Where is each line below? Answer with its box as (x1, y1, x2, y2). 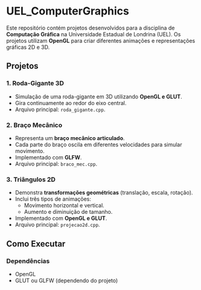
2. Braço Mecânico (6, 121, 62, 129)
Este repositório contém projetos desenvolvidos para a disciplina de (6, 24, 175, 31)
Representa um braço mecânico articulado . (14, 134, 125, 141)
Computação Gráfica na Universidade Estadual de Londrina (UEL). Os (6, 30, 181, 37)
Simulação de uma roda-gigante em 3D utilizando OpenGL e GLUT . (14, 92, 182, 100)
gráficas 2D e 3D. (6, 43, 50, 51)
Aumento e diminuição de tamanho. (24, 208, 113, 216)
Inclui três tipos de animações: (14, 195, 92, 203)
